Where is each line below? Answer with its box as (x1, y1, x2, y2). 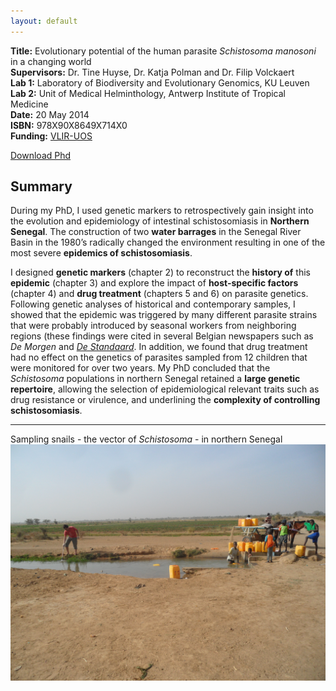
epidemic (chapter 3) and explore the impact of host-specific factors (10, 277, 299, 289)
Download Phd (10, 149, 72, 161)
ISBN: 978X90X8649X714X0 (10, 119, 128, 131)
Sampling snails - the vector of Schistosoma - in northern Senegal (10, 433, 283, 445)
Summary (10, 178, 73, 195)
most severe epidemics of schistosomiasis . (10, 247, 193, 259)
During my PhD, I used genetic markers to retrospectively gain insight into (10, 205, 314, 217)
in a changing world (10, 55, 92, 67)
